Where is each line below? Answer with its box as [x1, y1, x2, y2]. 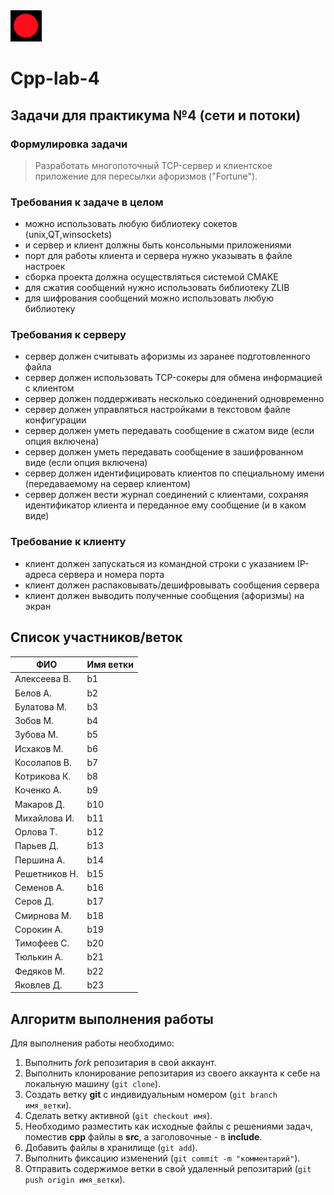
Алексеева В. [14, 673, 72, 685]
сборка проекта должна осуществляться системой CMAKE [24, 271, 279, 283]
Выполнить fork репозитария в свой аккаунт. [24, 1057, 217, 1069]
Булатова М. [14, 700, 67, 713]
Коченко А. [14, 784, 62, 796]
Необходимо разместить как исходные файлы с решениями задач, [24, 1120, 313, 1133]
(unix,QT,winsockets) [24, 229, 113, 241]
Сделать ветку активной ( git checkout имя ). [24, 1110, 213, 1122]
